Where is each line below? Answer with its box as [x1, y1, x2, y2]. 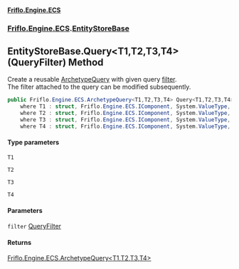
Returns [7, 238, 32, 246]
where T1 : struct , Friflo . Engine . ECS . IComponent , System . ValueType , [20, 103, 231, 110]
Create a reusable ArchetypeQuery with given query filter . [7, 75, 177, 84]
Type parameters [7, 138, 60, 147]
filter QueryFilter [7, 222, 62, 231]
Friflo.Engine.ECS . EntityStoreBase [7, 23, 129, 33]
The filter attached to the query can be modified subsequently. [7, 82, 191, 92]
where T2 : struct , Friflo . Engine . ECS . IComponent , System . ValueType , [20, 110, 231, 117]
